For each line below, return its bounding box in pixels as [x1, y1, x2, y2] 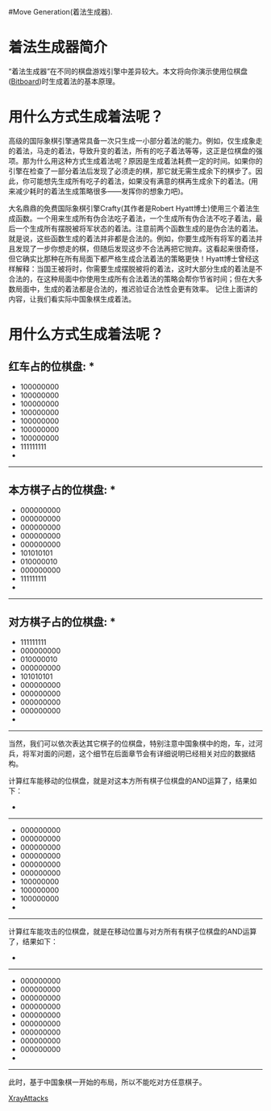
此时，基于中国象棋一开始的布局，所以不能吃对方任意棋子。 [8, 1077, 206, 1087]
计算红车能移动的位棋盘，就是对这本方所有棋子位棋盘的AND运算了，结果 [8, 776, 250, 785]
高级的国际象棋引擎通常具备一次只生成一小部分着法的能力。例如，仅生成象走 [8, 135, 263, 145]
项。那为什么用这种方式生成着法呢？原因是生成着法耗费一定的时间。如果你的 [8, 156, 263, 165]
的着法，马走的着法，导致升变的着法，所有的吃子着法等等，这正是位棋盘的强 [8, 146, 263, 156]
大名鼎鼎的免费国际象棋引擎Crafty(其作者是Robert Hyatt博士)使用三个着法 [8, 203, 253, 213]
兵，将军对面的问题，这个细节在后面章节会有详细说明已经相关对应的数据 [8, 748, 248, 758]
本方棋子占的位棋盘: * [8, 483, 116, 497]
